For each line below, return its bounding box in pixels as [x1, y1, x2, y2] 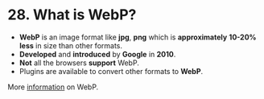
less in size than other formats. [19, 40, 122, 50]
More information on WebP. [7, 82, 99, 92]
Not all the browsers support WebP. [19, 58, 140, 68]
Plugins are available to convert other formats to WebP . [19, 66, 204, 76]
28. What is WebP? [7, 6, 137, 24]
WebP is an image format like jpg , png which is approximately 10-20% [19, 32, 257, 42]
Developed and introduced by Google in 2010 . [19, 49, 176, 59]
